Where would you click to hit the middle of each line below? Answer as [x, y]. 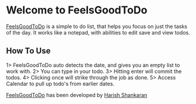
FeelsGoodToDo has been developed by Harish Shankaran [77, 95]
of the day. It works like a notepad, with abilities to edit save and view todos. [98, 32]
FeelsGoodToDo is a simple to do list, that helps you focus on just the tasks [97, 26]
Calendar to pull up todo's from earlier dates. [60, 84]
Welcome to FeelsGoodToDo [77, 10]
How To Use [28, 51]
